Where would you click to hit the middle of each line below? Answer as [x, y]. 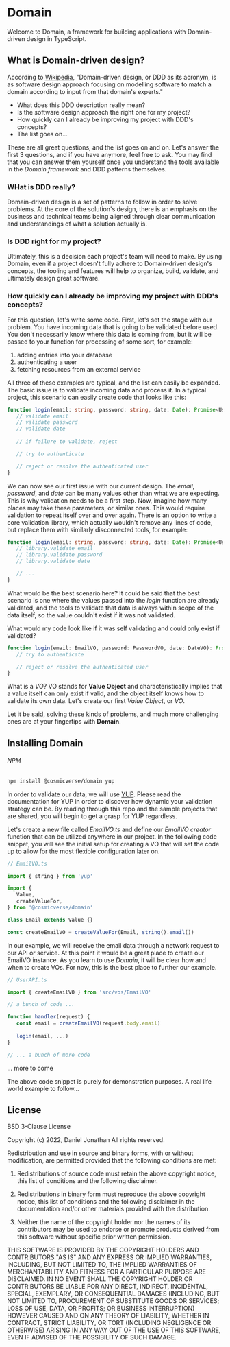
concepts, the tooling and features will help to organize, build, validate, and [113, 271]
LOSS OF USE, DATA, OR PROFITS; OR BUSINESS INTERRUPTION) [101, 1309]
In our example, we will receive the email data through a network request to [113, 945]
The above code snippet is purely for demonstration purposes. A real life [110, 1081]
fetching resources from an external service [79, 369]
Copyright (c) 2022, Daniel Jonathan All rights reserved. [86, 1140]
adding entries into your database [65, 355]
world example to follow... [43, 1088]
